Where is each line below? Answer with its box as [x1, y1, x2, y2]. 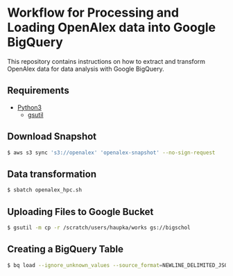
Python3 [17, 103, 42, 112]
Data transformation [7, 168, 97, 180]
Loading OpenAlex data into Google [7, 19, 216, 35]
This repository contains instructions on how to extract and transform [7, 57, 206, 65]
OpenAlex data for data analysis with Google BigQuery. [7, 64, 164, 73]
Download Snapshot [7, 130, 97, 143]
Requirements [7, 85, 69, 96]
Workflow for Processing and [7, 5, 179, 21]
